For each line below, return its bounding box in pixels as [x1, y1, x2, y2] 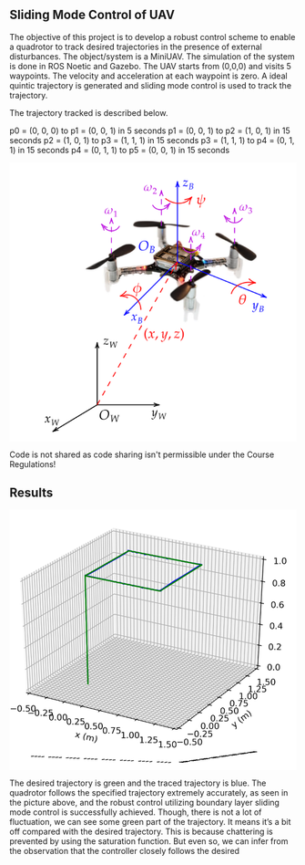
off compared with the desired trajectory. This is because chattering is [9, 826, 273, 838]
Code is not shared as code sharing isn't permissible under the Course [9, 449, 275, 460]
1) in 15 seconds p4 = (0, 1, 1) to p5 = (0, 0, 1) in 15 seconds [9, 144, 230, 155]
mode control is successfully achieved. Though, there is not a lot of [9, 807, 262, 818]
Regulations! [9, 458, 56, 469]
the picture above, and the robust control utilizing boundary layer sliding [9, 797, 280, 808]
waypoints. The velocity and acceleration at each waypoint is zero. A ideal [9, 70, 289, 81]
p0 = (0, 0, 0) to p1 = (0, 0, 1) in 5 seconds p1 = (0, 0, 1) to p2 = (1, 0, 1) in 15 [9, 125, 291, 136]
